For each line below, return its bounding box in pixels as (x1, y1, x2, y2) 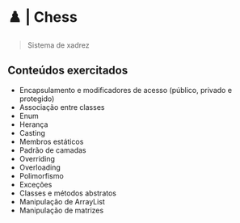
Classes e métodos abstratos (19, 188, 116, 198)
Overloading (19, 162, 61, 172)
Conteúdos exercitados (7, 64, 128, 78)
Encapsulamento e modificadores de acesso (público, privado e (19, 85, 232, 95)
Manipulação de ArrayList (19, 196, 106, 206)
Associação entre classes (19, 102, 105, 111)
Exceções (19, 179, 53, 189)
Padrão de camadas (19, 145, 86, 155)
